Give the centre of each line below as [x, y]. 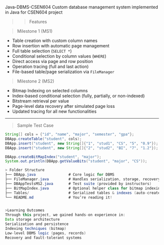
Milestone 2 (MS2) [36, 81]
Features [38, 22]
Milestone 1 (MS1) [35, 31]
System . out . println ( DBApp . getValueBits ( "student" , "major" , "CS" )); [76, 161]
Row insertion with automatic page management [61, 46]
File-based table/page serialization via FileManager [63, 72]
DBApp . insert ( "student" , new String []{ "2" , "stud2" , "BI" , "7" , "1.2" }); [82, 148]
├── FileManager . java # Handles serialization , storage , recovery [83, 179]
